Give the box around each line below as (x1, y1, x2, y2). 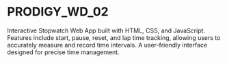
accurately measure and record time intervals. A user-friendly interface (7, 41, 208, 49)
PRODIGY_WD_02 (7, 4, 109, 20)
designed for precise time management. (7, 48, 120, 56)
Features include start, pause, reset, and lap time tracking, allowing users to (7, 33, 221, 41)
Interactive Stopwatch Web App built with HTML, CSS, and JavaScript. (7, 26, 206, 35)
